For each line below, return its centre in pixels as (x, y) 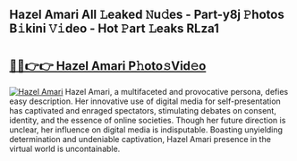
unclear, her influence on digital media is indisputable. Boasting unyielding (146, 130)
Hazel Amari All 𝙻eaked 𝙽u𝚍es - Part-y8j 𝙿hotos (147, 15)
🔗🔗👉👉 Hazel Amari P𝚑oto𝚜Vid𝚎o (108, 66)
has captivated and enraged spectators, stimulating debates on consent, (143, 110)
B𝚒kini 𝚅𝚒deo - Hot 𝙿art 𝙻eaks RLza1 (114, 29)
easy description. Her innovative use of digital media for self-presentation (145, 101)
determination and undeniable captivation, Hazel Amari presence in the (140, 139)
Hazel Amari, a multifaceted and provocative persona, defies (177, 92)
